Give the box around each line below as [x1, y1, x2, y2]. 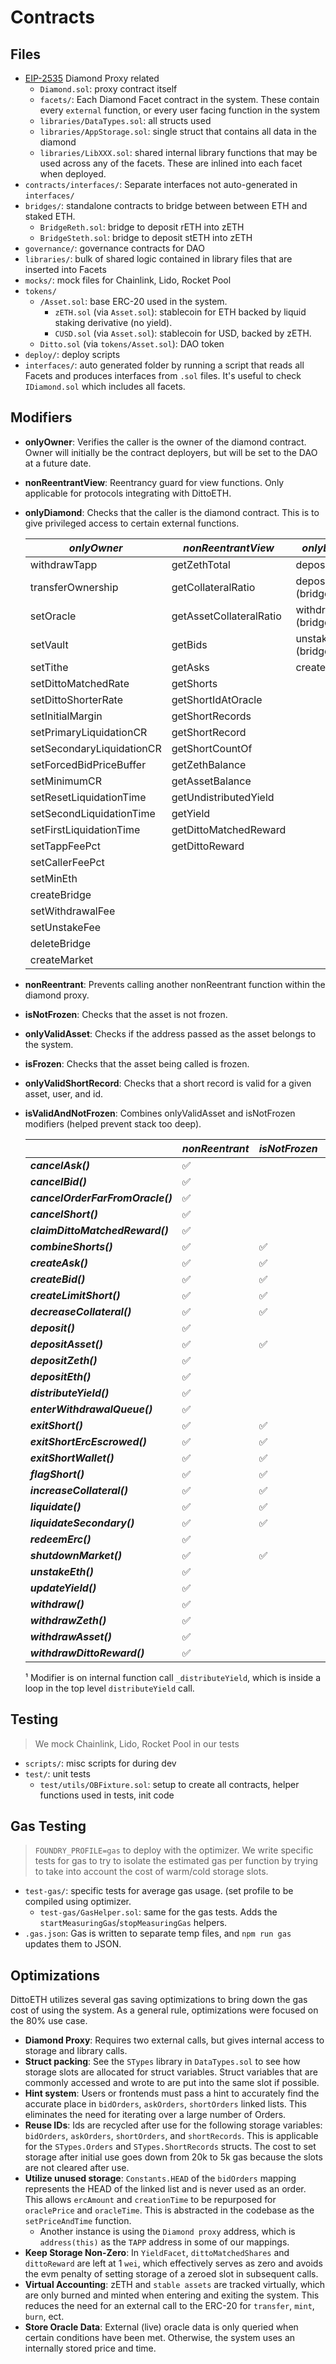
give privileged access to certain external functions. [24, 517, 240, 529]
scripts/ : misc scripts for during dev [24, 1757, 177, 1769]
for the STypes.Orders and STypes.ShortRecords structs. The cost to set [24, 2141, 317, 2153]
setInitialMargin [29, 709, 103, 723]
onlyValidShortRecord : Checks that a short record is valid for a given [24, 1077, 312, 1089]
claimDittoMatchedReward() [29, 1223, 169, 1237]
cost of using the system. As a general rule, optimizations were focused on [10, 2004, 319, 2016]
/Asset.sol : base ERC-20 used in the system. [39, 296, 228, 307]
